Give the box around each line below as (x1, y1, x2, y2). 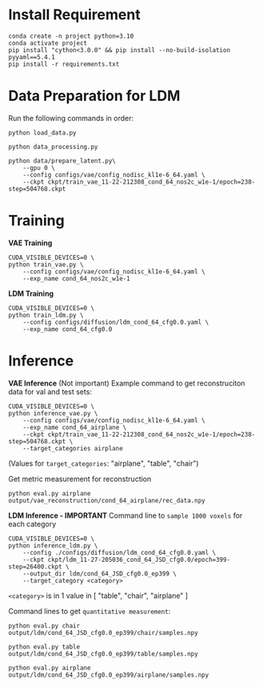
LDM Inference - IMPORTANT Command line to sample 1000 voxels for (8, 511, 243, 520)
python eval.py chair (8, 621, 81, 630)
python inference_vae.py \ (8, 409, 98, 418)
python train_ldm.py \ (8, 311, 84, 319)
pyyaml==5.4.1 (8, 53, 56, 61)
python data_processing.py (8, 143, 98, 151)
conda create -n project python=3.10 (8, 32, 134, 40)
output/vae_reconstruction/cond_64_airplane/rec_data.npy (8, 496, 205, 504)
